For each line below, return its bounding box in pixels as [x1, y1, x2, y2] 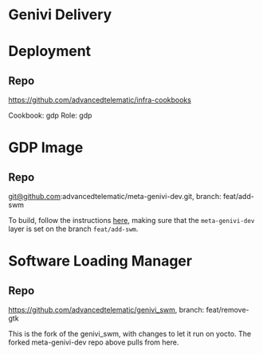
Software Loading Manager [8, 252, 193, 270]
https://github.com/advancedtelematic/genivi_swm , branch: [8, 305, 205, 315]
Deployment [8, 42, 92, 61]
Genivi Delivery [8, 6, 112, 24]
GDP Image [8, 138, 84, 157]
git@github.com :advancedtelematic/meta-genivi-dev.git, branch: [8, 192, 222, 201]
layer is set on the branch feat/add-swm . [8, 224, 139, 233]
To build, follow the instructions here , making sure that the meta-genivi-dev [8, 216, 255, 225]
